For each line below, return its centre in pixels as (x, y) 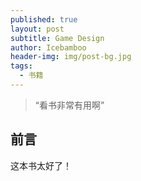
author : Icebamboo (48, 47)
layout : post (37, 29)
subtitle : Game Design (57, 38)
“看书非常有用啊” (69, 105)
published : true (44, 19)
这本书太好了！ (41, 165)
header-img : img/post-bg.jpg (71, 57)
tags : (21, 66)
